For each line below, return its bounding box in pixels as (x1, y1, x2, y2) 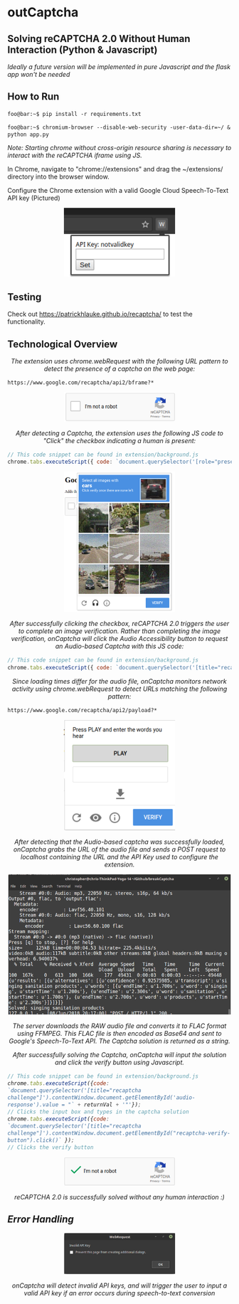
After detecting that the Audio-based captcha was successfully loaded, (14, 837, 225, 846)
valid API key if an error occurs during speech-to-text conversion (23, 1288, 216, 1297)
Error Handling (7, 1214, 75, 1226)
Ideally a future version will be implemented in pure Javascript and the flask (7, 63, 231, 71)
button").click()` (7, 1136, 62, 1144)
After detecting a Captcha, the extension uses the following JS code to (15, 428, 224, 438)
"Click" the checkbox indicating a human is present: (43, 436, 196, 445)
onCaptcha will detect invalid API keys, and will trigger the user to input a (11, 1281, 228, 1290)
